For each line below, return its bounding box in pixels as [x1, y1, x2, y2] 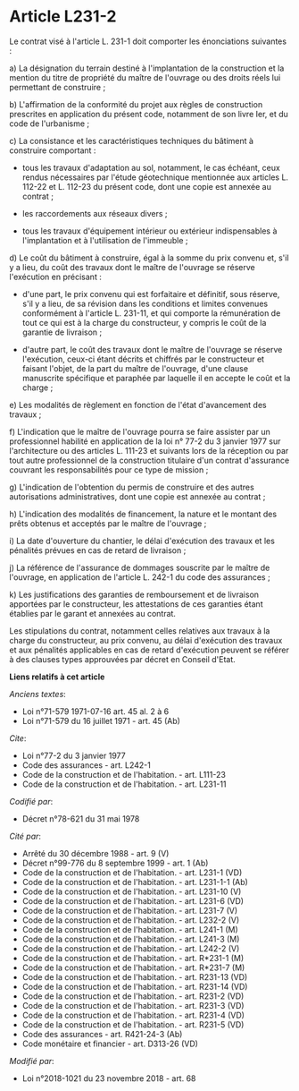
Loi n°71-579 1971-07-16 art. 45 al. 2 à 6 [21, 705, 170, 717]
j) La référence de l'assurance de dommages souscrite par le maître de [9, 562, 270, 573]
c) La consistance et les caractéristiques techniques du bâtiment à [9, 135, 254, 146]
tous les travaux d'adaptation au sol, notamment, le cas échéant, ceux [21, 162, 281, 173]
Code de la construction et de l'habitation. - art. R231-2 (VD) [21, 991, 245, 1002]
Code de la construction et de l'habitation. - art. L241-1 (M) [21, 924, 238, 934]
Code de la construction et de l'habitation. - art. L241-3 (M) [21, 933, 240, 944]
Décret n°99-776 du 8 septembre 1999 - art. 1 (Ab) [21, 857, 209, 868]
